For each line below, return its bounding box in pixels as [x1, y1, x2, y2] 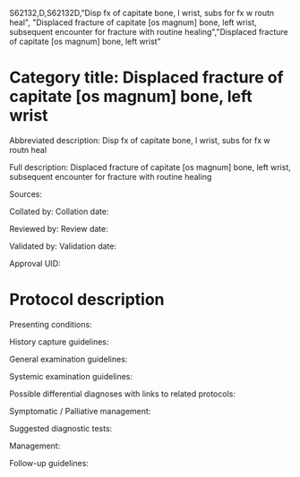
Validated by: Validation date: [9, 241, 116, 251]
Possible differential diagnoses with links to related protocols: [9, 388, 236, 399]
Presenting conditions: [9, 319, 92, 329]
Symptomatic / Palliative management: [9, 405, 151, 416]
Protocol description [9, 290, 165, 310]
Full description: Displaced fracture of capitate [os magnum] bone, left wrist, [9, 161, 291, 173]
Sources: [9, 188, 43, 200]
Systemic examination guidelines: [9, 371, 133, 381]
